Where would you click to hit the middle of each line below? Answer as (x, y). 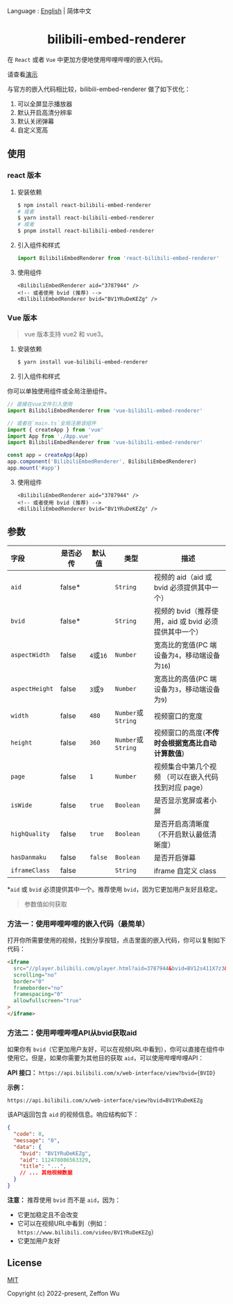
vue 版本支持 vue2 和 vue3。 (66, 334)
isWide (21, 805)
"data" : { (27, 1147)
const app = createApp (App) (48, 455)
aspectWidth (31, 655)
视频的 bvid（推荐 (182, 611)
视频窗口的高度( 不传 (187, 733)
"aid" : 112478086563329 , (55, 1160)
